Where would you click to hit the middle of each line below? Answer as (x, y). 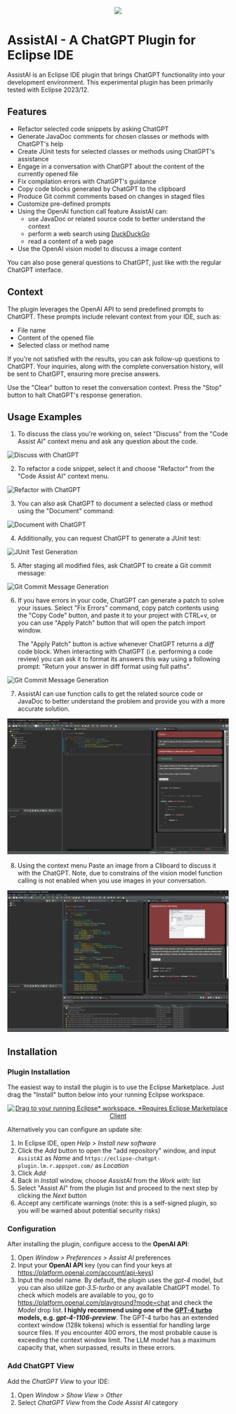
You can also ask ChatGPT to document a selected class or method (115, 503)
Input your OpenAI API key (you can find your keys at (94, 1265)
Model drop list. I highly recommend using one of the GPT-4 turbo (115, 1310)
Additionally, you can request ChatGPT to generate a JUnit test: (109, 539)
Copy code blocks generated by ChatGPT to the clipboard (101, 189)
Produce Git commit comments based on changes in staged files (111, 196)
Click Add (32, 1173)
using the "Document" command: (66, 511)
